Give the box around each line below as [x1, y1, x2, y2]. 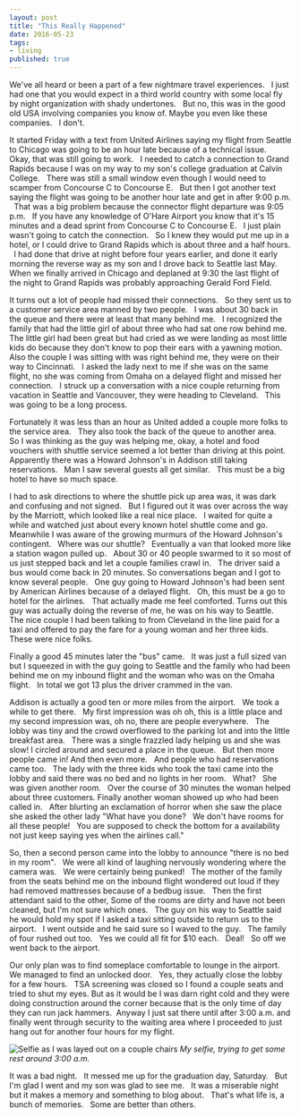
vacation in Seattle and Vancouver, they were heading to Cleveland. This [9, 390, 281, 400]
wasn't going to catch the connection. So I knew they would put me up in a [9, 230, 289, 240]
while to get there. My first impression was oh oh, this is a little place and [9, 706, 283, 717]
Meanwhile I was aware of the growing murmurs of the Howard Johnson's [9, 529, 283, 540]
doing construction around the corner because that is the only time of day [9, 998, 282, 1008]
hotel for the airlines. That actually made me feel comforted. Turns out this [9, 596, 288, 606]
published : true [9, 55, 70, 64]
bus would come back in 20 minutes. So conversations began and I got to [9, 567, 281, 577]
